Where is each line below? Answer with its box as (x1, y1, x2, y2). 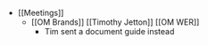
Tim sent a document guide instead (44, 26, 175, 36)
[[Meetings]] (17, 8, 64, 18)
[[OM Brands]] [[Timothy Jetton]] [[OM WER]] (30, 17, 200, 27)
